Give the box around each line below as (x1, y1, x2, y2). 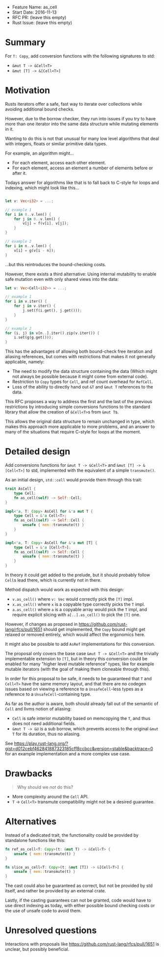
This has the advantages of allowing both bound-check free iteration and (5, 348, 153, 354)
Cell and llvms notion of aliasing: (5, 706, 72, 712)
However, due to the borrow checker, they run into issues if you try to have (5, 115, 156, 121)
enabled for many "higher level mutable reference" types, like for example (5, 661, 154, 667)
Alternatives (5, 816, 57, 827)
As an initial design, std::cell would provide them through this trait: (5, 477, 142, 483)
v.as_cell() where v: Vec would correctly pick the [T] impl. (12, 596, 134, 602)
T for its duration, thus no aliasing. (12, 731, 81, 737)
